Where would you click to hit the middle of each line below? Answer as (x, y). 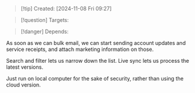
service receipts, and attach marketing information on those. (80, 49)
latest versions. (25, 67)
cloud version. (24, 85)
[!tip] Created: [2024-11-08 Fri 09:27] (66, 9)
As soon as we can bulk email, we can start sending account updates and (96, 43)
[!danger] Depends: (44, 31)
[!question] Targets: (45, 20)
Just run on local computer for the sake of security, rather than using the (95, 78)
